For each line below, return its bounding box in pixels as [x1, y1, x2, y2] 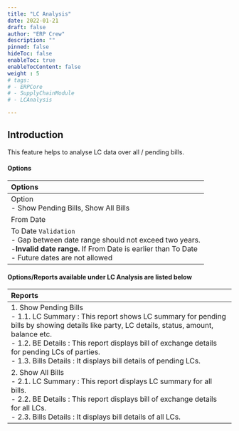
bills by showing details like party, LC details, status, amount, [11, 321, 214, 331]
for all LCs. [11, 403, 47, 413]
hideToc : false [7, 50, 53, 58]
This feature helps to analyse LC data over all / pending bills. [7, 147, 185, 156]
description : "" [7, 37, 55, 44]
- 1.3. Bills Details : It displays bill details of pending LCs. [11, 356, 201, 366]
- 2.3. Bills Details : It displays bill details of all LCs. [11, 412, 181, 422]
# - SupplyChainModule [7, 90, 75, 97]
